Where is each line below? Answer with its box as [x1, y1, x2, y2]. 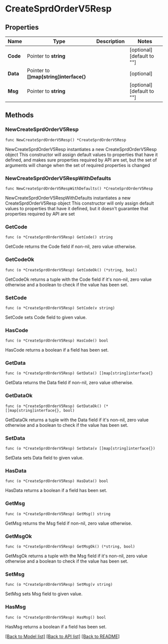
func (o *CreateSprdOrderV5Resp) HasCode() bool [5, 338, 108, 344]
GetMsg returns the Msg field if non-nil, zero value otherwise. [5, 520, 132, 526]
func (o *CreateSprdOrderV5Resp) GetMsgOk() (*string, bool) [5, 544, 135, 549]
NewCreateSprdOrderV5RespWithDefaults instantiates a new [5, 195, 131, 201]
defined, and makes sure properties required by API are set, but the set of [5, 156, 157, 163]
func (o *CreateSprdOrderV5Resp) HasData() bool [5, 478, 108, 484]
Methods [5, 111, 34, 119]
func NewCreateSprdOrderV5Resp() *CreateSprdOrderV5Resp [5, 137, 126, 142]
